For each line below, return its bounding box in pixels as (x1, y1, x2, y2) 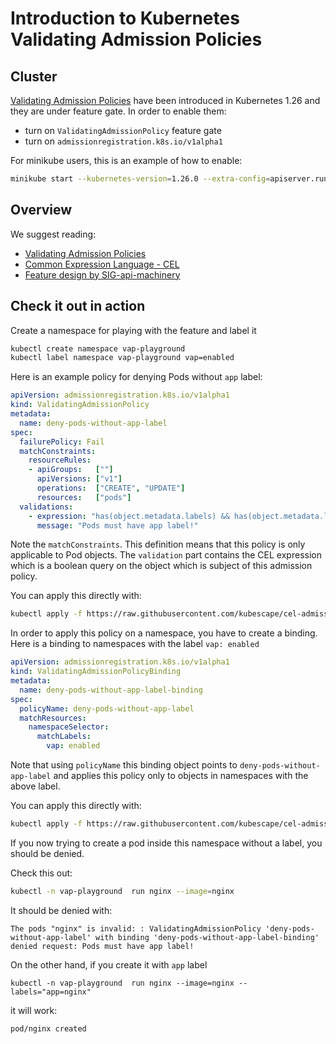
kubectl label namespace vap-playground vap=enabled (10, 353, 235, 363)
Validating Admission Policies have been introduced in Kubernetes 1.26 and (10, 95, 321, 106)
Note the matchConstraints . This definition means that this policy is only (10, 538, 306, 551)
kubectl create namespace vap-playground (10, 343, 186, 354)
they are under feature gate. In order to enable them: (10, 105, 227, 117)
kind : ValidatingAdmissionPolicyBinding (10, 667, 182, 677)
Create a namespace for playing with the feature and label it (10, 324, 257, 336)
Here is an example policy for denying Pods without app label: (10, 371, 263, 383)
